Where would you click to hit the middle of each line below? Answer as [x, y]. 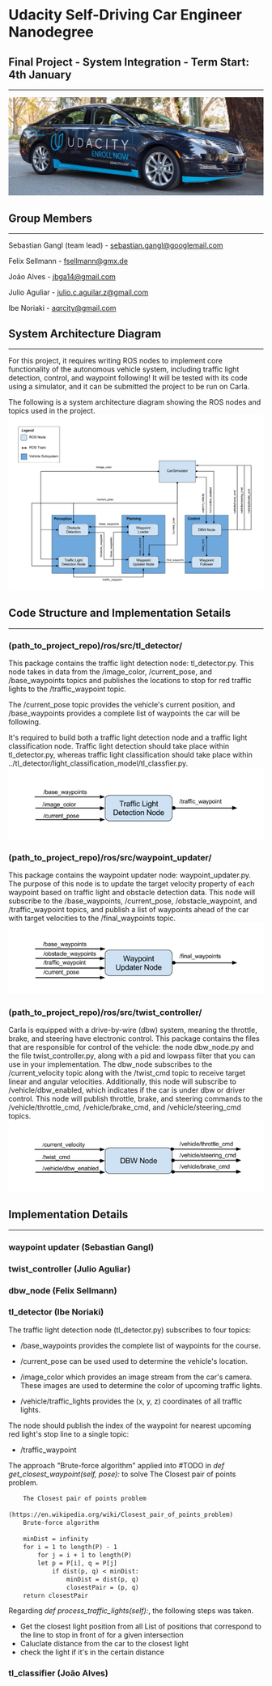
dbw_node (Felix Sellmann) [63, 1290]
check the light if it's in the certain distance [92, 1652]
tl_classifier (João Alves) [58, 1673]
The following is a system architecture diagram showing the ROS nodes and [135, 402]
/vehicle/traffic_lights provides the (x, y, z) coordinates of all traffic [131, 1401]
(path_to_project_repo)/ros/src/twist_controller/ [105, 1012]
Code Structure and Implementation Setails [120, 613]
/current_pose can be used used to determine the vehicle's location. [134, 1361]
